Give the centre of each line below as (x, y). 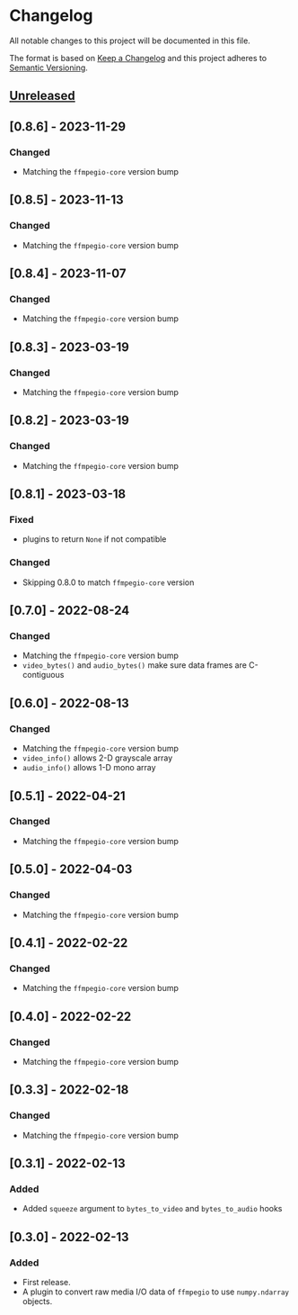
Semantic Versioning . (48, 68)
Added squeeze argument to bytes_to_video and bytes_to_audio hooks (152, 1209)
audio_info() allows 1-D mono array (89, 768)
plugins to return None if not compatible (94, 539)
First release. (46, 1282)
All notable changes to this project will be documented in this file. (130, 41)
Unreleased (43, 96)
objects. (37, 1301)
